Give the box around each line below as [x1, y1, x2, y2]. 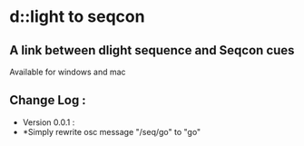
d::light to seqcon [9, 6, 145, 27]
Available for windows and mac [9, 66, 126, 77]
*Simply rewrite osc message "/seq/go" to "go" [22, 126, 201, 137]
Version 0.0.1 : [22, 116, 75, 128]
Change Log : [9, 92, 86, 108]
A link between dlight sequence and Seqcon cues [9, 43, 295, 58]
